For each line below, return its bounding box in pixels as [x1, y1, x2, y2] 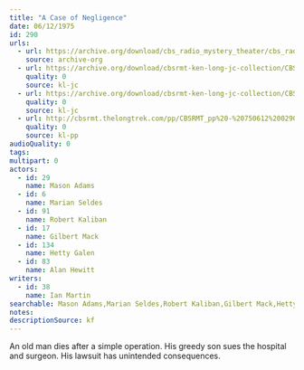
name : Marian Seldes [25, 198, 103, 208]
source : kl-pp [25, 131, 79, 140]
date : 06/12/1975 [9, 22, 75, 31]
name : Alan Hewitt [25, 266, 95, 275]
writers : [9, 274, 43, 283]
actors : [9, 165, 39, 174]
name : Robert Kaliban [25, 214, 107, 224]
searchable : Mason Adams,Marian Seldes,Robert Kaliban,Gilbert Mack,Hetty [9, 299, 298, 308]
